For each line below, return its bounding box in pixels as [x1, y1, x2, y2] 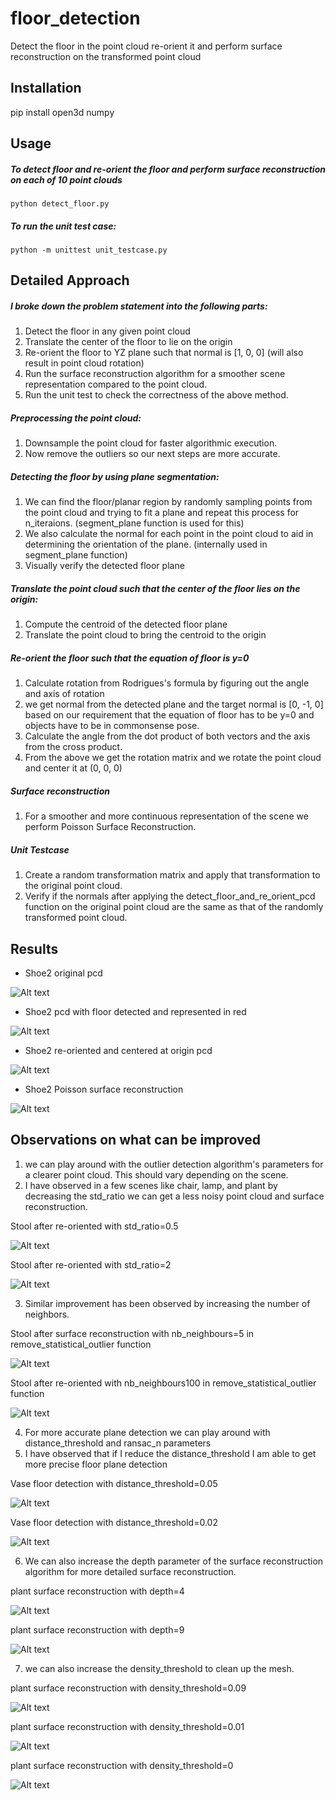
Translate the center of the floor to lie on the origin [24, 336, 233, 348]
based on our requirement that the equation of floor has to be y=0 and [24, 709, 315, 721]
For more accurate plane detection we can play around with [24, 1426, 271, 1438]
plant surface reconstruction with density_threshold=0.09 [10, 1682, 247, 1694]
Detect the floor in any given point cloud [24, 325, 191, 337]
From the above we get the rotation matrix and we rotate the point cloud [24, 752, 322, 764]
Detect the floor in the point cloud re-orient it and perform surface [10, 40, 283, 52]
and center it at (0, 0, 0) [24, 762, 123, 774]
